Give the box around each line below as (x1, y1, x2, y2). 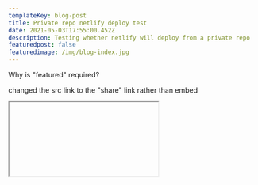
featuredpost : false (8, 41, 77, 49)
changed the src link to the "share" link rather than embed (8, 85, 198, 95)
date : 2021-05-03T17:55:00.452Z (8, 26, 115, 34)
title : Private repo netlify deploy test (8, 19, 148, 27)
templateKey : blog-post (8, 11, 87, 20)
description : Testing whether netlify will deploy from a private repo (8, 33, 250, 42)
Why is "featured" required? (8, 70, 100, 79)
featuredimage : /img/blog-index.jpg (8, 48, 129, 56)
